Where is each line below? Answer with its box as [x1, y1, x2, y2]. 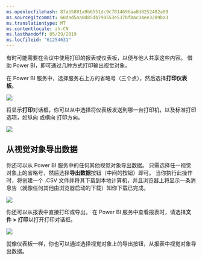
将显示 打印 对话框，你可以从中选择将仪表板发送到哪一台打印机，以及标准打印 [6, 106, 197, 113]
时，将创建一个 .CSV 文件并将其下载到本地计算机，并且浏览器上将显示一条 [6, 176, 191, 184]
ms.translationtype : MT [6, 20, 66, 26]
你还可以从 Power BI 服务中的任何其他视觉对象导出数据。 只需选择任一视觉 [6, 161, 192, 169]
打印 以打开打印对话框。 [17, 215, 77, 223]
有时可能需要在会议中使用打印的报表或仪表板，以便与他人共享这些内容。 [6, 54, 186, 61]
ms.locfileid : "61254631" [6, 37, 71, 43]
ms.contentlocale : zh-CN [6, 25, 69, 32]
